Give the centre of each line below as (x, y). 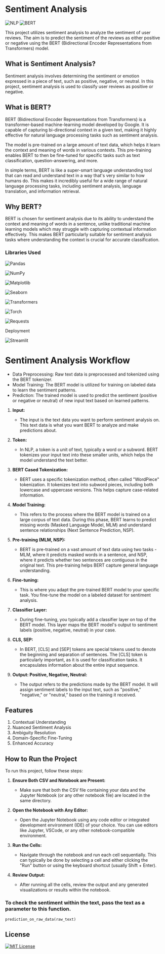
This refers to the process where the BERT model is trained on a (85, 514)
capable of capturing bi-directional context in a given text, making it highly (81, 129)
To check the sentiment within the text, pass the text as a (75, 903)
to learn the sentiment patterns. (44, 390)
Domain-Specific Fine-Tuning (42, 738)
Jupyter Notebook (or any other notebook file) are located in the (85, 795)
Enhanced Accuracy (33, 743)
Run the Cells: (27, 845)
